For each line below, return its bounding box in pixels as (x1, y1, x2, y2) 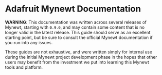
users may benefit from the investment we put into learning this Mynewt (5, 59, 149, 65)
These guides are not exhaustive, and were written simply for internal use (5, 49, 152, 55)
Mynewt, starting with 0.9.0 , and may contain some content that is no (5, 24, 145, 30)
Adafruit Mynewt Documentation (5, 3, 141, 14)
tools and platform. (5, 64, 43, 70)
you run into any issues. (5, 39, 53, 45)
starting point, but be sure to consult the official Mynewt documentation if (5, 35, 153, 40)
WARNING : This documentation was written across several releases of (5, 19, 147, 25)
